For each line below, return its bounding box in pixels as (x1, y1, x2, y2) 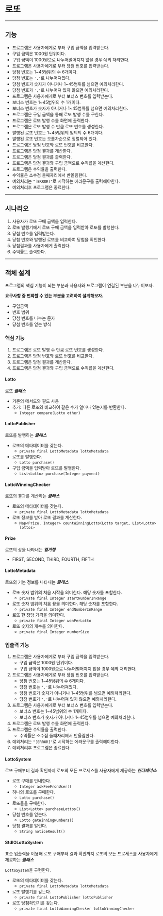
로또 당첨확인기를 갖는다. (12, 900, 59, 906)
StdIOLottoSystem (5, 839, 43, 845)
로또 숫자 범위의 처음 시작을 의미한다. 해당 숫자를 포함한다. (12, 589, 122, 595)
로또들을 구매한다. (12, 800, 46, 806)
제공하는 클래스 (5, 857, 34, 863)
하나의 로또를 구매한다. (12, 789, 55, 795)
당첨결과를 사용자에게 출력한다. (12, 242, 71, 248)
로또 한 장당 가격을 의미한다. (12, 612, 65, 618)
